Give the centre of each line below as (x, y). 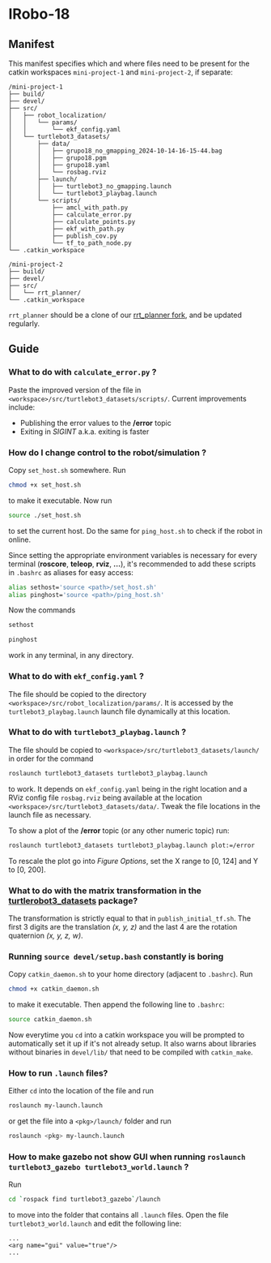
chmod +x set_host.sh (45, 485)
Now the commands (42, 610)
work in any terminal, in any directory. (71, 655)
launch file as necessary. (50, 814)
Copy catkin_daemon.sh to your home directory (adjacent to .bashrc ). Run (131, 974)
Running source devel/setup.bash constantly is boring (116, 956)
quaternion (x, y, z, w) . (46, 935)
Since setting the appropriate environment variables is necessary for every (133, 555)
